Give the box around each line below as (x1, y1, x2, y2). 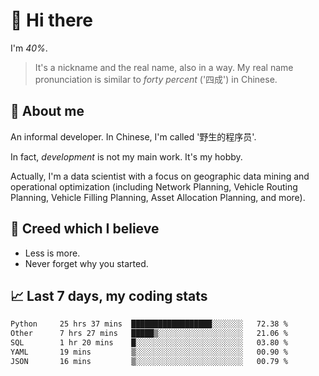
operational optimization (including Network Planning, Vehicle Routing (10, 180, 298, 193)
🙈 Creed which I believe (10, 220, 160, 238)
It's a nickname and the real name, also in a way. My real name (34, 61, 294, 73)
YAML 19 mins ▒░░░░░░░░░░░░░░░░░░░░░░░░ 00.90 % (10, 347, 288, 357)
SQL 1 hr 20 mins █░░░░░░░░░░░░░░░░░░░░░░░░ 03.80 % (10, 338, 288, 348)
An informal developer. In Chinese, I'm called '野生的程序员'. (10, 130, 257, 143)
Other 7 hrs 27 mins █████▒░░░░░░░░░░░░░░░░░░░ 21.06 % (10, 329, 288, 339)
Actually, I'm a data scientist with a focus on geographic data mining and (10, 170, 310, 182)
